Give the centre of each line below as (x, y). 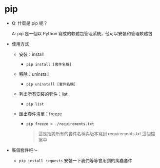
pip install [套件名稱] (49, 64)
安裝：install (31, 54)
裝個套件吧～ (24, 150)
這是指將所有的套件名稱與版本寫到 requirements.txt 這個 (95, 133)
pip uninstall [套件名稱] (51, 84)
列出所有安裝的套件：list (43, 94)
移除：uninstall (34, 74)
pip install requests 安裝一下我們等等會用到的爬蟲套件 (76, 160)
